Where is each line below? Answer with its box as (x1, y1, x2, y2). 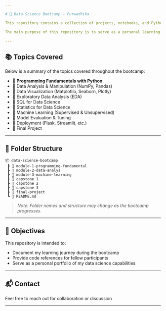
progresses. (17, 208, 42, 213)
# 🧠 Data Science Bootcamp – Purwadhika (5, 11, 90, 16)
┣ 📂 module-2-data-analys (7, 168, 61, 173)
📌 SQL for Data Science (12, 99, 61, 105)
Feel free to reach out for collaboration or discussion (5, 295, 112, 301)
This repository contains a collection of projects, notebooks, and (5, 20, 149, 25)
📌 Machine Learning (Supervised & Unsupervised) (12, 109, 115, 115)
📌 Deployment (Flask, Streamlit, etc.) (12, 120, 87, 126)
